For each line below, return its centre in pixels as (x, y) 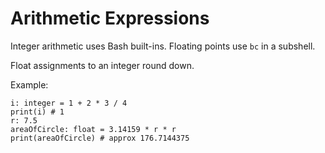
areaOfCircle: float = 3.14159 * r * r (93, 129)
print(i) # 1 (37, 112)
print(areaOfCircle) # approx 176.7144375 (100, 138)
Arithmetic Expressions (110, 18)
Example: (29, 84)
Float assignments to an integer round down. (102, 65)
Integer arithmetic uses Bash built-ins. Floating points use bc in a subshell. (163, 46)
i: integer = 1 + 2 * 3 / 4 (69, 103)
